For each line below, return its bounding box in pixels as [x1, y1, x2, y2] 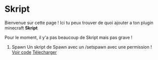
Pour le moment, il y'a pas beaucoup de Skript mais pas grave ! [4, 34, 133, 40]
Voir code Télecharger [11, 49, 57, 55]
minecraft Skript [4, 25, 38, 30]
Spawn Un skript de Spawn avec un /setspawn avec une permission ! [11, 44, 152, 50]
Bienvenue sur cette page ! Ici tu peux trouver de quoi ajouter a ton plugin [4, 20, 154, 26]
